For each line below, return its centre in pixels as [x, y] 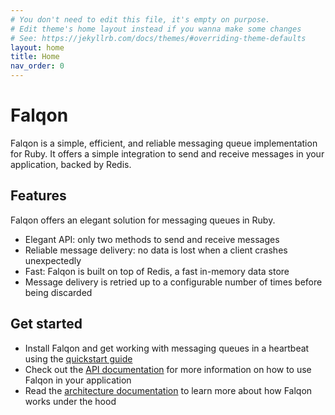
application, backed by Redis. [71, 164]
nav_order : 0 [37, 66]
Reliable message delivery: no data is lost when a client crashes [156, 250]
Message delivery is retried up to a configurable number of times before [173, 282]
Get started [46, 324]
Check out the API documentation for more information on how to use [168, 369]
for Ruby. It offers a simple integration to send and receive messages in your [167, 153]
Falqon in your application [78, 380]
